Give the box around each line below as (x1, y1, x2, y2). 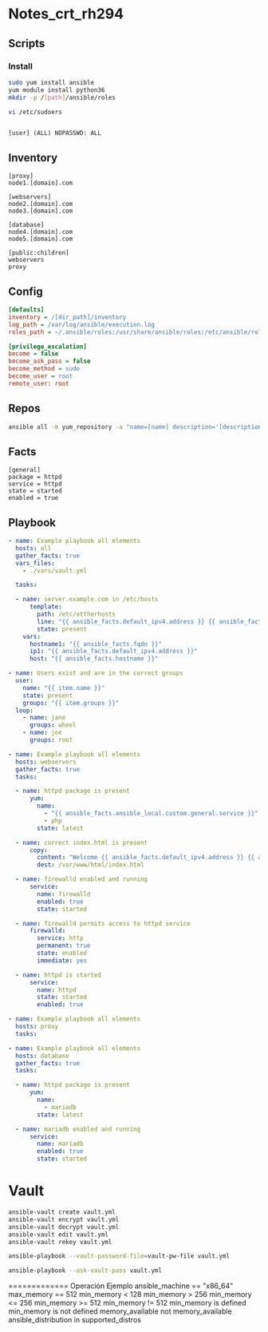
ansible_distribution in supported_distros (8, 1315, 142, 1325)
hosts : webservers (15, 758, 77, 766)
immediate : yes (37, 956, 88, 965)
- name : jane (22, 714, 66, 722)
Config (8, 284, 43, 298)
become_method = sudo (8, 365, 81, 373)
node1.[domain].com (8, 179, 73, 188)
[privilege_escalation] (8, 343, 88, 351)
